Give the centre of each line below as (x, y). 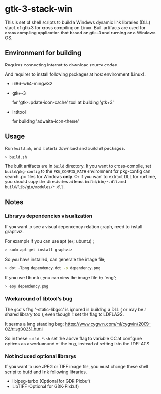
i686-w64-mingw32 (32, 83)
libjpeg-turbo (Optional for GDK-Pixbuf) (51, 381)
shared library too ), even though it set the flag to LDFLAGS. (65, 314)
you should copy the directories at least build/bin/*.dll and (66, 182)
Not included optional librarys (41, 356)
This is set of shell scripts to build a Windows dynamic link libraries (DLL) (78, 22)
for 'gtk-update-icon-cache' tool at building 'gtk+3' (63, 102)
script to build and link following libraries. (46, 372)
